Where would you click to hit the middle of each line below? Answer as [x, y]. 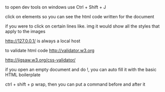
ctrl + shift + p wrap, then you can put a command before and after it [75, 84]
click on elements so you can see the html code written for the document [80, 16]
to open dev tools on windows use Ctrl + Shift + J [56, 7]
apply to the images [25, 31]
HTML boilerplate [23, 75]
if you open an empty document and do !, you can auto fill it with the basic [81, 69]
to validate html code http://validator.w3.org [50, 50]
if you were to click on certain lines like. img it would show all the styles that [82, 26]
